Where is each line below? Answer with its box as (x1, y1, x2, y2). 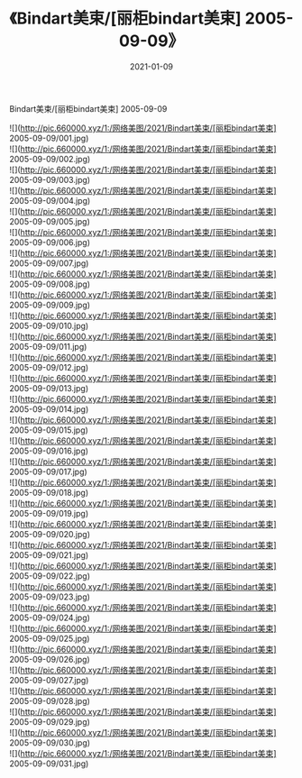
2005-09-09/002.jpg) (9, 153, 91, 164)
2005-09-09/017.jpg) (9, 466, 87, 477)
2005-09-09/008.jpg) (9, 279, 91, 289)
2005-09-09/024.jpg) (9, 612, 90, 623)
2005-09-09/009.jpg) (9, 299, 91, 310)
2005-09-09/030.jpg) (9, 737, 91, 748)
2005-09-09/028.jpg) (9, 695, 90, 706)
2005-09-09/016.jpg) (9, 445, 88, 456)
